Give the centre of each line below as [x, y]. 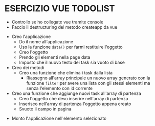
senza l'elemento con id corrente [59, 88]
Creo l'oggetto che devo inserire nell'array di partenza [73, 98]
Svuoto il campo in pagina [45, 109]
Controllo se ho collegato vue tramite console [57, 22]
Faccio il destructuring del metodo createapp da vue [65, 27]
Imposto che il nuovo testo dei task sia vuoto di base [72, 62]
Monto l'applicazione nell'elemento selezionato [59, 118]
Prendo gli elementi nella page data [55, 57]
